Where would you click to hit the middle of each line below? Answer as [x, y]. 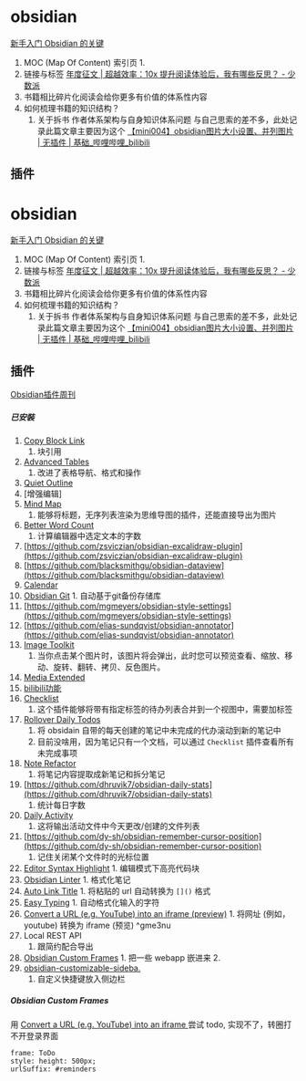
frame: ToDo [33, 1054]
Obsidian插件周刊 [43, 395]
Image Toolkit [49, 645]
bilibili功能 [42, 688]
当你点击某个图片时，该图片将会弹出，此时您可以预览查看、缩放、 [161, 656]
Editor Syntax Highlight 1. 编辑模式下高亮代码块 [111, 868]
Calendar [41, 585]
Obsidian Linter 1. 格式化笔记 [77, 880]
